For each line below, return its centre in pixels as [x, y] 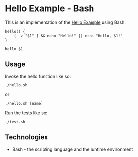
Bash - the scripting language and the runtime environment [72, 149]
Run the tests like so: [26, 113]
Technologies [27, 137]
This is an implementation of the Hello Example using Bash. [66, 22]
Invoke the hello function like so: [38, 76]
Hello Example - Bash [50, 9]
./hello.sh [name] [24, 103]
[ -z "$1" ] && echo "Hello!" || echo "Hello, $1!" [68, 36]
